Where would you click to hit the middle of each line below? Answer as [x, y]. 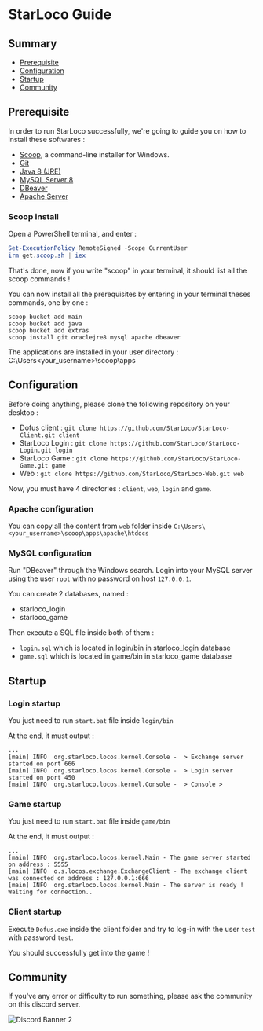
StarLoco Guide [60, 15]
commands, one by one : [48, 302]
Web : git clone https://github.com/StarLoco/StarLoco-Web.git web [132, 473]
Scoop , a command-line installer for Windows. [95, 154]
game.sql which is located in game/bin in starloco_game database [126, 656]
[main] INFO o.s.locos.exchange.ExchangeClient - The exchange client [128, 871]
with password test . [41, 937]
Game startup [35, 804]
